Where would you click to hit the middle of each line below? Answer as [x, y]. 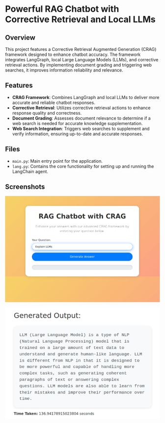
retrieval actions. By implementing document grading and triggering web [79, 65]
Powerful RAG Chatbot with [62, 9]
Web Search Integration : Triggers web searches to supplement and [81, 128]
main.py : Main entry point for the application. [57, 161]
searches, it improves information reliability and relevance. [64, 70]
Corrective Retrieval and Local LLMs [80, 19]
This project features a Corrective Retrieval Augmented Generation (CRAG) [81, 49]
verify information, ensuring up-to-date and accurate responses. [78, 134]
